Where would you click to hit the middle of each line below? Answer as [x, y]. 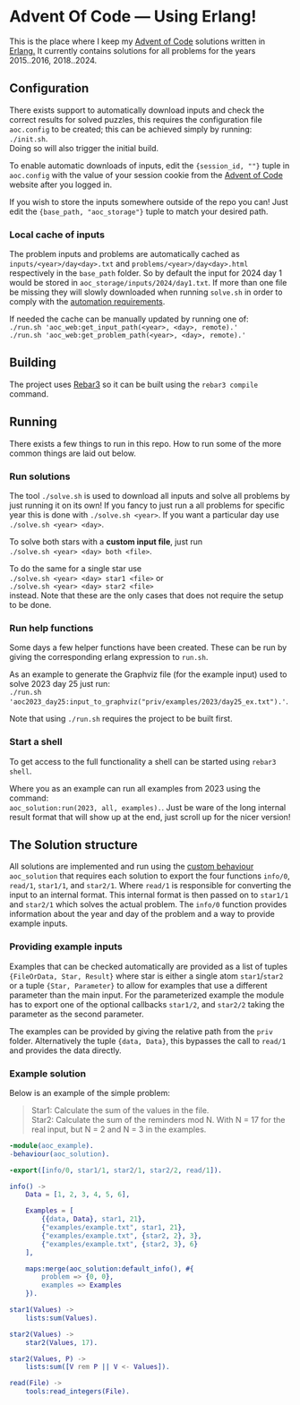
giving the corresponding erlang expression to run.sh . [109, 657]
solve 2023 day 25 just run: [60, 684]
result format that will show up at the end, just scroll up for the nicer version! [150, 817]
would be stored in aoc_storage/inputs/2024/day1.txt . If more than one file [148, 283]
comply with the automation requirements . [87, 302]
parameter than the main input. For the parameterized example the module [147, 995]
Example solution [48, 1074]
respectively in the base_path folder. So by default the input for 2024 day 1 [146, 273]
